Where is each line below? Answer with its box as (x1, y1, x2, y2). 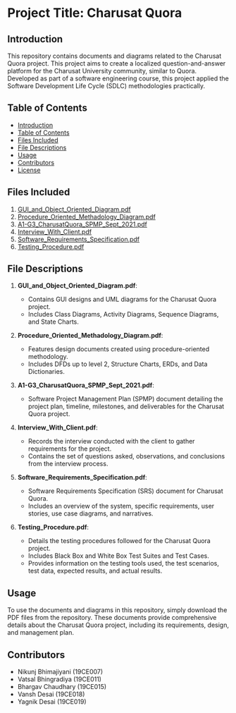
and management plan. (7, 628, 74, 637)
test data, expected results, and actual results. (27, 566, 163, 575)
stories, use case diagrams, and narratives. (27, 509, 154, 518)
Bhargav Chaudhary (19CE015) (17, 683, 107, 691)
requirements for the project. (27, 444, 112, 453)
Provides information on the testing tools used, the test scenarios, (27, 559, 220, 568)
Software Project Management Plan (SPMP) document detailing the (27, 395, 223, 403)
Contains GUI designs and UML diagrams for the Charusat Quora (27, 295, 217, 304)
